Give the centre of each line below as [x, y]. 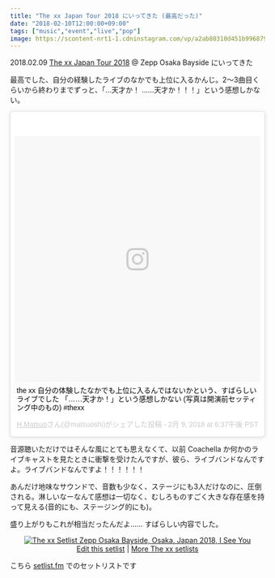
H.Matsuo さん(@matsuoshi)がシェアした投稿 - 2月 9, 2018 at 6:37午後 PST [137, 425]
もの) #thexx [65, 408]
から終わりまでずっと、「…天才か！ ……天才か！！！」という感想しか [139, 90]
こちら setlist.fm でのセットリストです [74, 566]
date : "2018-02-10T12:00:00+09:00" [70, 24]
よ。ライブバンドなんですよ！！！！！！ [77, 469]
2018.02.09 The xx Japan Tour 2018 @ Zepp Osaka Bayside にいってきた [132, 62]
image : [21, 39]
